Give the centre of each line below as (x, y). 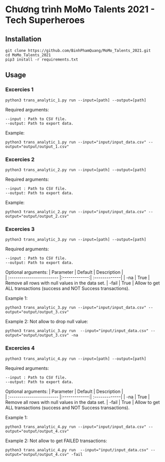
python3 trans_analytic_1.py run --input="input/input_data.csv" (76, 142)
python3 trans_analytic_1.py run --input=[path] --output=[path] (76, 100)
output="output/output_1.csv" (37, 147)
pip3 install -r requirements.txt (42, 60)
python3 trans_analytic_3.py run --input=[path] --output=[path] (76, 240)
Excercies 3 (20, 229)
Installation (23, 39)
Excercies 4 (20, 348)
